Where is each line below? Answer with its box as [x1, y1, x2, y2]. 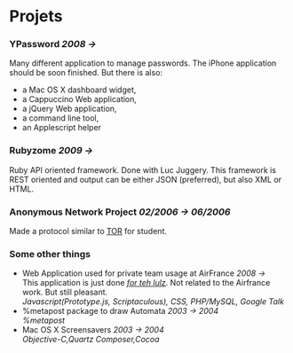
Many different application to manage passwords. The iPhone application [9, 58, 277, 68]
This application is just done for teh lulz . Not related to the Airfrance [21, 278, 271, 288]
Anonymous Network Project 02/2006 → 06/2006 [9, 206, 231, 218]
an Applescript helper [21, 122, 102, 133]
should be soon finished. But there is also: [9, 67, 162, 78]
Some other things [9, 248, 91, 260]
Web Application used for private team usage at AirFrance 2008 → [21, 268, 266, 278]
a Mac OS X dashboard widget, [21, 84, 137, 95]
